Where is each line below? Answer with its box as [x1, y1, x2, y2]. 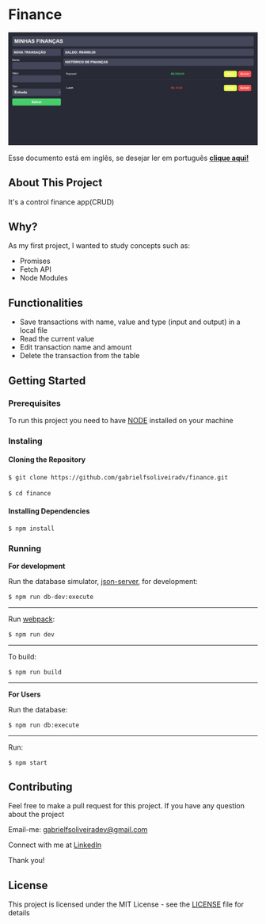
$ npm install [8, 525, 55, 533]
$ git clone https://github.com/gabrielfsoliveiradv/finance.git [8, 474, 228, 482]
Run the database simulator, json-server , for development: [8, 576, 198, 586]
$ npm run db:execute [8, 721, 80, 729]
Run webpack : [8, 614, 55, 624]
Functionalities [8, 296, 83, 310]
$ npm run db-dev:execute [8, 593, 93, 601]
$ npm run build [8, 668, 62, 676]
